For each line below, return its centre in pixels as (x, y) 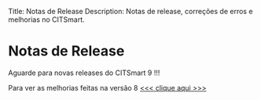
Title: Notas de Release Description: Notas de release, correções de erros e (130, 11)
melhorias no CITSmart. (46, 20)
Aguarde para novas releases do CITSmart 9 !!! (84, 73)
